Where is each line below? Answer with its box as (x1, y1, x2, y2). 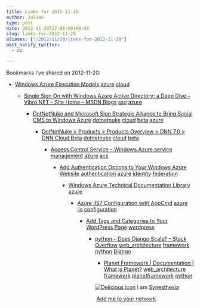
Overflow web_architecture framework (94, 241, 190, 248)
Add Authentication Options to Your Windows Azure (59, 163, 187, 170)
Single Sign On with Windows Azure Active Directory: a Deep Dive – (23, 92, 190, 99)
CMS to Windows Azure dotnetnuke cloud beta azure (32, 116, 164, 123)
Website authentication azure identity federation (59, 170, 178, 177)
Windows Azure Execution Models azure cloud (14, 80, 130, 88)
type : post (6, 20, 33, 26)
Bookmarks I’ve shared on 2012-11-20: (6, 69, 101, 76)
